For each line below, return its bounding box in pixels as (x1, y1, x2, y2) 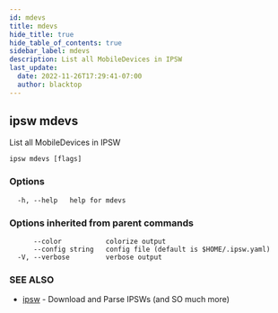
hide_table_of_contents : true (9, 38, 123, 48)
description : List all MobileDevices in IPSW (9, 55, 182, 64)
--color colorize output (32, 237, 167, 246)
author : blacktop (17, 80, 83, 89)
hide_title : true (9, 30, 74, 39)
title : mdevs (9, 22, 58, 31)
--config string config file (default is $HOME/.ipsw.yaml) (32, 245, 271, 255)
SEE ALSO (9, 273, 55, 286)
